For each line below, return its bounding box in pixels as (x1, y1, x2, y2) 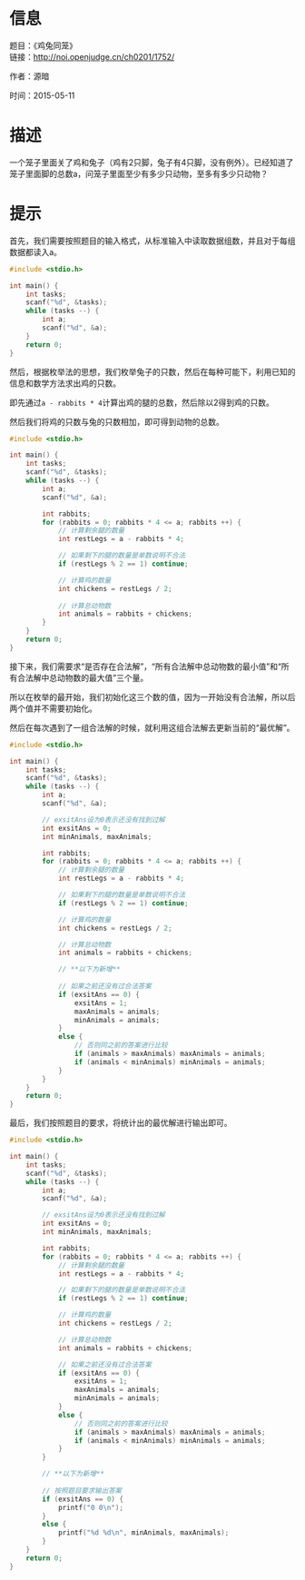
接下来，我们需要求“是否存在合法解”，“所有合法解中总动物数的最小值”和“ (9, 660, 281, 672)
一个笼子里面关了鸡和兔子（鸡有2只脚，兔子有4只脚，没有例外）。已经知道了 (9, 156, 294, 168)
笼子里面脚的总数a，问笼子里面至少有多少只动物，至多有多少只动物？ (9, 168, 269, 179)
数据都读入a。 (9, 246, 62, 257)
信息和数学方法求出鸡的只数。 (9, 378, 121, 389)
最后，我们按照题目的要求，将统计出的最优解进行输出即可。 (9, 1118, 232, 1129)
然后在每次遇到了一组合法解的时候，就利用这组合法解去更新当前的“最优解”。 (9, 722, 295, 733)
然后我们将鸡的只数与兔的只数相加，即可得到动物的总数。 (9, 416, 224, 427)
